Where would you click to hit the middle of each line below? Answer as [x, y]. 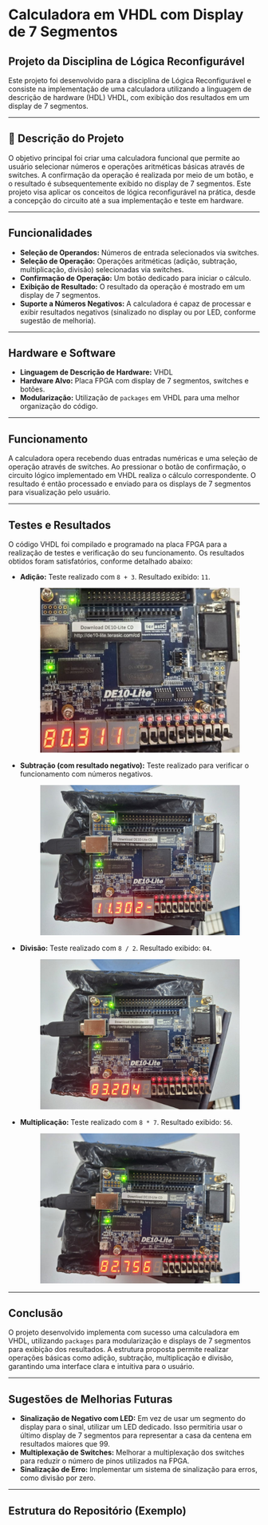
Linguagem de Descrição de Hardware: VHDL [96, 372]
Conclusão [36, 1313]
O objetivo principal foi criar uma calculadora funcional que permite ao [124, 158]
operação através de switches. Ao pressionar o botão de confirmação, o [127, 467]
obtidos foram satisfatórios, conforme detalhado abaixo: [100, 561]
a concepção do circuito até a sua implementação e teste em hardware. [126, 200]
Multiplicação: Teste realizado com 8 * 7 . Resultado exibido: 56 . [126, 1122]
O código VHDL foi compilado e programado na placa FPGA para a [118, 544]
